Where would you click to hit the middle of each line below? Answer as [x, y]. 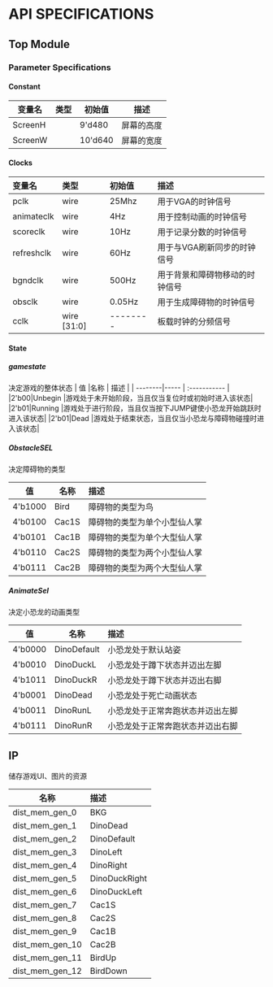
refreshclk [32, 253]
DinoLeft [106, 852]
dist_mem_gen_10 [48, 945]
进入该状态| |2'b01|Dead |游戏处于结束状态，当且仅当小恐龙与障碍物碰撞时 [133, 419]
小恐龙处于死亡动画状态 [152, 696]
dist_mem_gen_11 [48, 958]
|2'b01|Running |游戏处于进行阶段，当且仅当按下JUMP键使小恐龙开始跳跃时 [135, 408]
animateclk [33, 216]
